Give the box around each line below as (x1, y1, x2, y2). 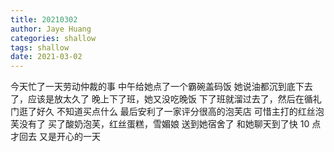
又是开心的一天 (38, 131, 101, 143)
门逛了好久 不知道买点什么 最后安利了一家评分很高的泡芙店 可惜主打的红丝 (10, 106, 316, 118)
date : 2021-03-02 (10, 52, 83, 62)
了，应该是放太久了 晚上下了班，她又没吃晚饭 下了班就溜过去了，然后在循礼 (10, 93, 322, 105)
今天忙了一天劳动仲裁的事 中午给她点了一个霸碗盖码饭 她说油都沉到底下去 (10, 81, 313, 93)
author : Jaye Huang (10, 24, 92, 34)
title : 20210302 (10, 14, 78, 25)
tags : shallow (10, 42, 70, 53)
